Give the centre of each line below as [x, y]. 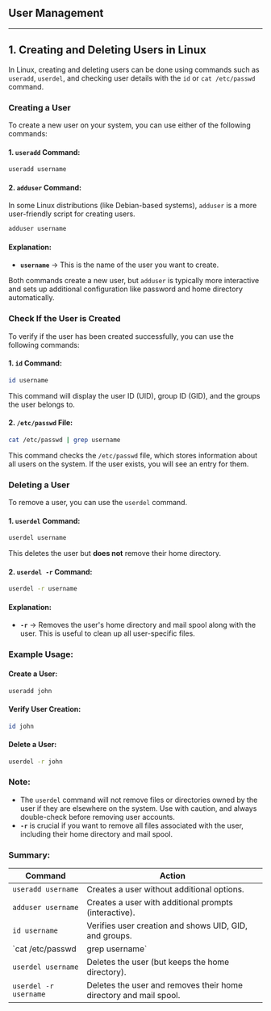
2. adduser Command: [45, 187]
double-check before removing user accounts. [98, 817]
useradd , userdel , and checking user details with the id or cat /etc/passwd [132, 78]
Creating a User [40, 107]
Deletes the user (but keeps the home [158, 962]
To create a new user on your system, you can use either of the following [130, 125]
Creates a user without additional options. [165, 889]
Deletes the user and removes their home [165, 985]
